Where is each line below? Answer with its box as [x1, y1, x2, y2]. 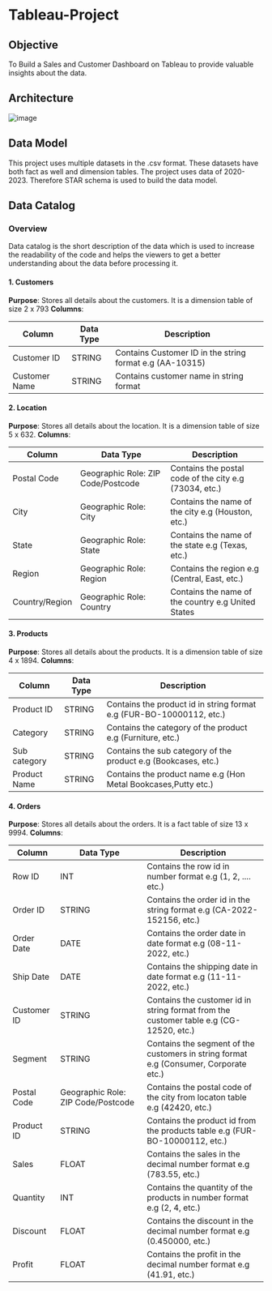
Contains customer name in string [115, 370, 244, 382]
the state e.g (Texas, [169, 539, 249, 550]
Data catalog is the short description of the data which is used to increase [8, 242, 255, 251]
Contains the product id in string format [106, 699, 257, 710]
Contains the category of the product [106, 721, 248, 733]
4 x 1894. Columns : [8, 655, 74, 665]
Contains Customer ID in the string [115, 347, 247, 358]
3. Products [8, 629, 49, 639]
